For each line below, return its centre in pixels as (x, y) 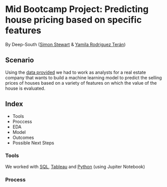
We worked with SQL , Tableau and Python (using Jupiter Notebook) (75, 166)
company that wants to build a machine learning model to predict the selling (83, 77)
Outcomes (23, 137)
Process (16, 179)
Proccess (22, 121)
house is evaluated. (25, 88)
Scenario (20, 60)
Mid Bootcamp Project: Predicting (77, 9)
